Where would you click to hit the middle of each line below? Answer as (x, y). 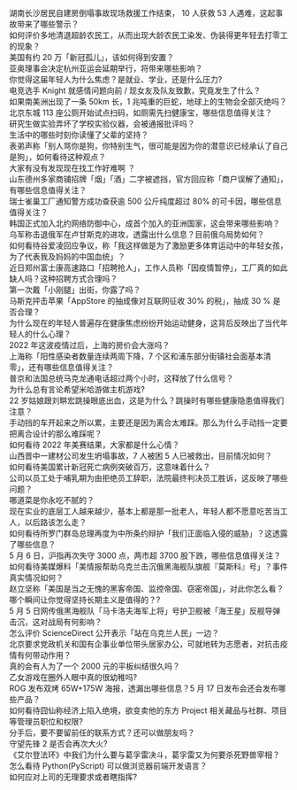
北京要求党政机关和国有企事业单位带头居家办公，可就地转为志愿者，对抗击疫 (148, 644)
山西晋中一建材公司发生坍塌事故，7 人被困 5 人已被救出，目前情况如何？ (141, 456)
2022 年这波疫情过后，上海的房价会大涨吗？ (90, 345)
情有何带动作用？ (40, 655)
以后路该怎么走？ (55, 522)
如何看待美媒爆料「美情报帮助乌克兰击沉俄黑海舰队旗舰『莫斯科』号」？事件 (148, 566)
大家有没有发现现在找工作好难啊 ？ (72, 168)
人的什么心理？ (44, 334)
